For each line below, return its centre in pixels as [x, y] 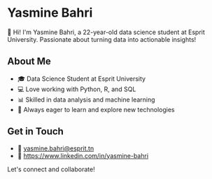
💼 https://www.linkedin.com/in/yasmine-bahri [83, 155]
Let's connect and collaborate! [51, 169]
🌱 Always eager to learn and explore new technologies [96, 109]
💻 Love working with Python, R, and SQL [77, 89]
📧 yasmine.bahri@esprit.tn [56, 148]
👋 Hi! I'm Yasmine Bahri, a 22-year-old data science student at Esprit [106, 32]
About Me [29, 62]
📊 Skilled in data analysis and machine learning [86, 100]
